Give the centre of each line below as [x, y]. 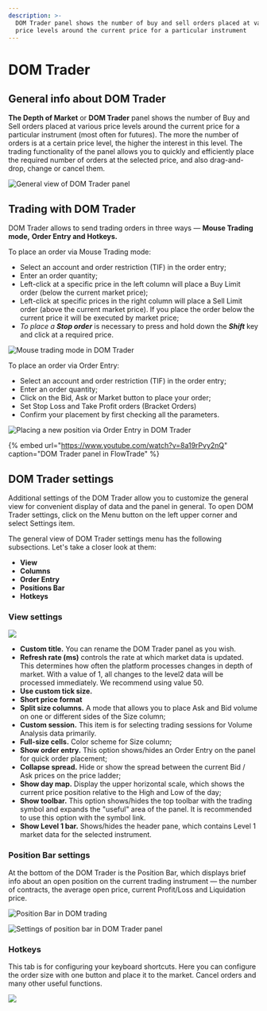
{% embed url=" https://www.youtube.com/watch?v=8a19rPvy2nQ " [118, 446]
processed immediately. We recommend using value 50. [112, 683]
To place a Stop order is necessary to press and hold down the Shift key [139, 326]
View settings [35, 616]
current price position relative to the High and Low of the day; [120, 793]
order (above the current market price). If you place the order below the [137, 310]
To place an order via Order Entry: [64, 365]
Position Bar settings [49, 855]
